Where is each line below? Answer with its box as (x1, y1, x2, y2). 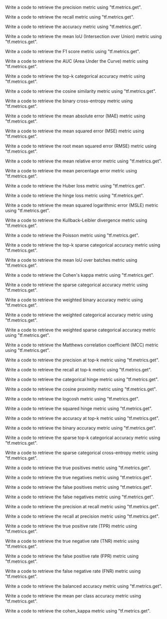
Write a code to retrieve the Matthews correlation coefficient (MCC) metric (5, 342, 159, 348)
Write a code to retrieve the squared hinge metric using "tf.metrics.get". (5, 405, 152, 411)
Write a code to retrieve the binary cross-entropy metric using (5, 98, 133, 104)
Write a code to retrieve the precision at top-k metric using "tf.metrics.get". (5, 357, 159, 363)
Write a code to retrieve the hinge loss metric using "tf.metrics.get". (5, 192, 144, 198)
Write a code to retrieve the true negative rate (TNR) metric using (5, 538, 139, 544)
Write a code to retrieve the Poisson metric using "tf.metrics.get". (5, 233, 139, 238)
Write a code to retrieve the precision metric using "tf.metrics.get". (5, 5, 142, 10)
